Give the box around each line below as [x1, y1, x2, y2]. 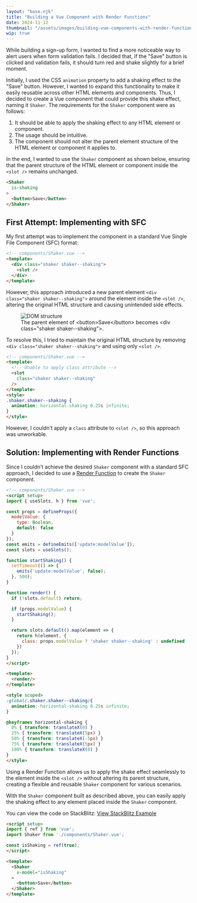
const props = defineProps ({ [6, 508, 77, 514]
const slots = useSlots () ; [6, 547, 72, 552]
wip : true [6, 31, 30, 36]
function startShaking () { [6, 557, 72, 564]
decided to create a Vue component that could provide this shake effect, [6, 95, 181, 103]
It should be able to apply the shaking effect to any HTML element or [14, 119, 181, 126]
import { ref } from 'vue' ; [6, 826, 75, 833]
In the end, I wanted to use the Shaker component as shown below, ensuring [6, 156, 190, 163]
